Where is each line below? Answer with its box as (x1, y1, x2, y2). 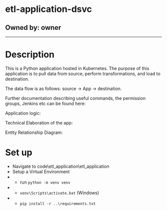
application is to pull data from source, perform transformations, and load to (5, 71, 161, 77)
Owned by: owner (5, 23, 61, 32)
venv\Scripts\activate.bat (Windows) (19, 190, 99, 196)
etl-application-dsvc (5, 3, 92, 15)
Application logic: (5, 110, 41, 116)
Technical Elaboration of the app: (5, 119, 73, 125)
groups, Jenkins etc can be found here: (5, 101, 86, 106)
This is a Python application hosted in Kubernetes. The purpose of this (5, 65, 150, 71)
